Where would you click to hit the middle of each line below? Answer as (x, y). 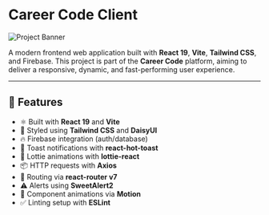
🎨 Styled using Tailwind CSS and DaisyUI (88, 130)
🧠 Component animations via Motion (80, 193)
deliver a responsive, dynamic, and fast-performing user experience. (122, 69)
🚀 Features (36, 102)
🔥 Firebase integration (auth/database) (84, 139)
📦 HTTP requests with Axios (68, 165)
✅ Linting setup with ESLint (65, 202)
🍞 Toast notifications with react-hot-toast (89, 148)
